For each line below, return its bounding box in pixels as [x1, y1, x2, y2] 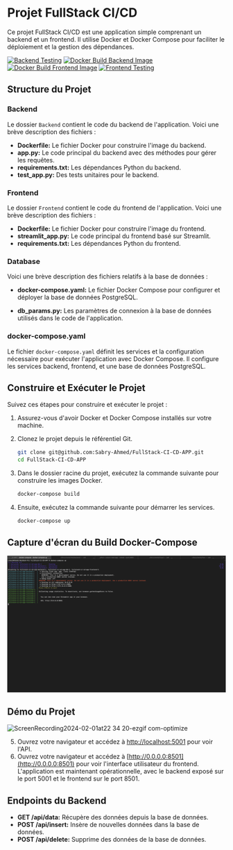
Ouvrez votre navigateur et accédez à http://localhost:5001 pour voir [17, 737, 214, 746]
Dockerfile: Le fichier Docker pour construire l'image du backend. [17, 141, 207, 149]
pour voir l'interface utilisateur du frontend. [76, 760, 199, 768]
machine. [17, 422, 44, 430]
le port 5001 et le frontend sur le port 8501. [17, 774, 140, 783]
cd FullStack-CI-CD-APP [17, 456, 87, 463]
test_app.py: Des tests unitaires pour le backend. [17, 170, 159, 178]
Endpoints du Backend [7, 794, 107, 806]
